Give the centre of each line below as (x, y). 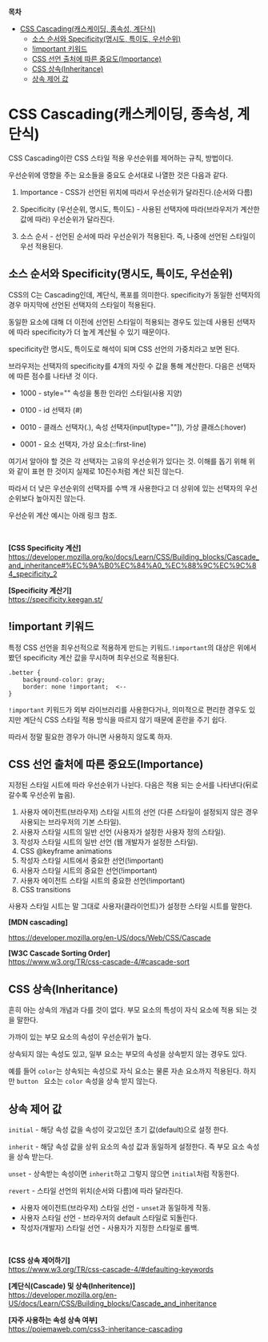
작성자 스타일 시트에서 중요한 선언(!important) (92, 861)
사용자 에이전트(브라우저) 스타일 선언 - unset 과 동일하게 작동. (115, 1208)
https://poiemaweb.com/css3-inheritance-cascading (96, 1329)
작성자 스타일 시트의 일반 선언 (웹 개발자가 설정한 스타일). (109, 842)
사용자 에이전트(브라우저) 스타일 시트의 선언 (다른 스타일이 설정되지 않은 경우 (139, 812)
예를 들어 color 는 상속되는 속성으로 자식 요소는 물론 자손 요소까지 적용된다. (125, 1071)
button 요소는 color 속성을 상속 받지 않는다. (87, 1081)
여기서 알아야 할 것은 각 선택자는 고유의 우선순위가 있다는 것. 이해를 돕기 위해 (128, 461)
